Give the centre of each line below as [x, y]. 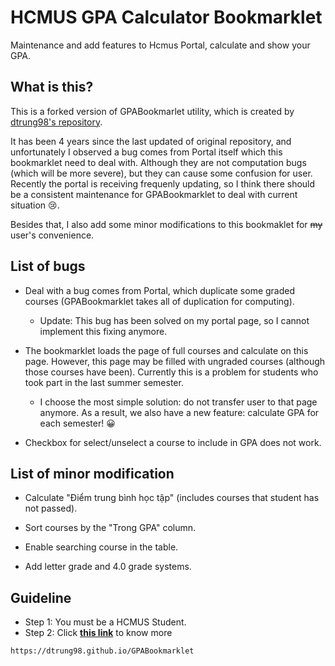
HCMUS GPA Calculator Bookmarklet [166, 17]
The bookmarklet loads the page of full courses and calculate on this [166, 350]
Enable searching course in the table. [101, 547]
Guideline [41, 597]
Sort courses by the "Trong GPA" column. [110, 528]
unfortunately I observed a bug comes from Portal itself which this [146, 152]
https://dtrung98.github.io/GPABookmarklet [102, 651]
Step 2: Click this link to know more [98, 633]
